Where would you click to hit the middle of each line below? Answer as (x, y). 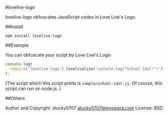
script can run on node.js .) (33, 88)
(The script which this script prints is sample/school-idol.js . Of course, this (84, 83)
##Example (17, 45)
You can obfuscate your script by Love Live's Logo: (58, 55)
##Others (15, 98)
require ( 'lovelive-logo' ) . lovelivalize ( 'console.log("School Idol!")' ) (87, 69)
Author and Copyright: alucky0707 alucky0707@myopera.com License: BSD (84, 108)
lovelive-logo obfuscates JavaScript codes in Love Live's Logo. (71, 17)
